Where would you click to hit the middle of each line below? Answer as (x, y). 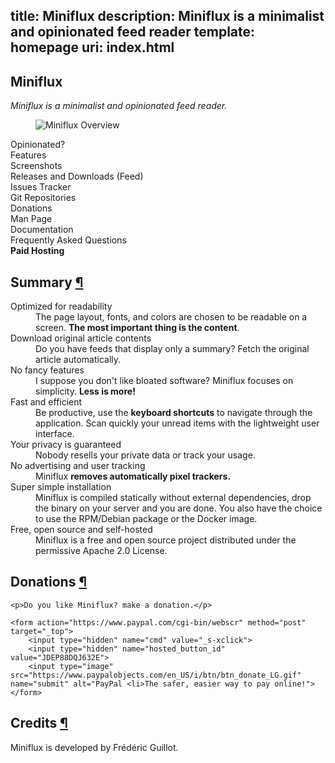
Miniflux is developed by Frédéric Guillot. (94, 747)
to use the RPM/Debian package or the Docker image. (146, 519)
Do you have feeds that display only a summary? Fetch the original (172, 349)
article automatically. (78, 360)
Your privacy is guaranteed (66, 445)
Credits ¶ (39, 723)
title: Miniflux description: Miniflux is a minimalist (167, 16)
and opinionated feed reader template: (133, 32)
